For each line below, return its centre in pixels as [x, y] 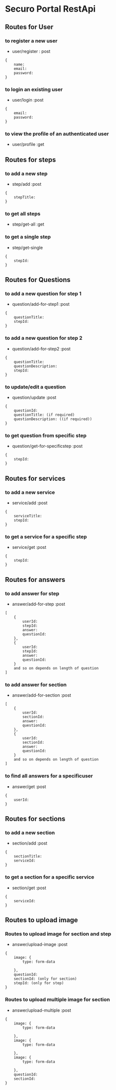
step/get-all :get [28, 224]
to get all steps [23, 214]
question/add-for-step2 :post [41, 349]
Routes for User [29, 27]
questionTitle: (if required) [44, 415]
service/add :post [30, 503]
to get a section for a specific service [50, 877]
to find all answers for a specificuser [49, 776]
